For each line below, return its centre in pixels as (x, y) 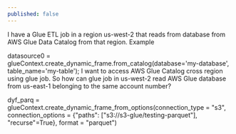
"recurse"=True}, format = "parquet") (62, 123)
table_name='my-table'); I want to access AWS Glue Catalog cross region (115, 71)
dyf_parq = (24, 100)
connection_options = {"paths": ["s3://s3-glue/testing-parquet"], (102, 115)
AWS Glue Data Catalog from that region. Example (81, 42)
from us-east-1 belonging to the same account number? (89, 86)
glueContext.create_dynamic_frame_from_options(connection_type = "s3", (117, 107)
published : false (33, 14)
